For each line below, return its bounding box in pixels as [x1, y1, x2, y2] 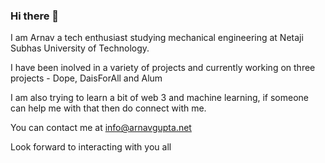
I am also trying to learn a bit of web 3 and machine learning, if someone [10, 92, 310, 104]
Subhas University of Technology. [10, 42, 150, 54]
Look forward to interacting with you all [10, 141, 172, 153]
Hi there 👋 [10, 9, 60, 23]
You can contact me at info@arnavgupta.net [10, 122, 192, 134]
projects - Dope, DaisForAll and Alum [10, 72, 163, 84]
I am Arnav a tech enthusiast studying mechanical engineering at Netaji [10, 32, 304, 44]
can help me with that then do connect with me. [10, 102, 207, 114]
